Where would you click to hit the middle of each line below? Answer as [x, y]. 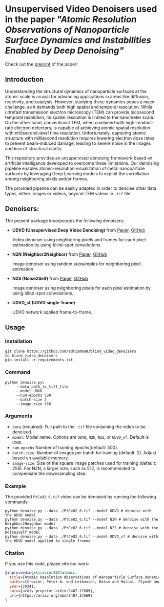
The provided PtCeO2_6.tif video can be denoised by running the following [81, 497]
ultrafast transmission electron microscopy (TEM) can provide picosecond [80, 112]
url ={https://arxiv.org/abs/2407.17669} [51, 595]
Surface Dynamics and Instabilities [78, 40]
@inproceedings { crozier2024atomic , [41, 573]
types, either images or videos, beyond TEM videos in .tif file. [68, 193]
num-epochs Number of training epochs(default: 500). [65, 447]
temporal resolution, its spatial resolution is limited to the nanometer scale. [80, 117]
